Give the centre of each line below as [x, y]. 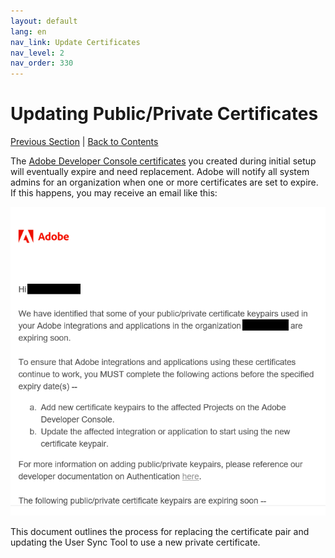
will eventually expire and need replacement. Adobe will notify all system [160, 172]
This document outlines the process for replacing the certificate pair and [160, 532]
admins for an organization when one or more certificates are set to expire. [164, 182]
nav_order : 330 [42, 63]
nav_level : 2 [37, 53]
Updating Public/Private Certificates [164, 114]
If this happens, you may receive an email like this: [114, 193]
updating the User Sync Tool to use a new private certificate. [135, 542]
